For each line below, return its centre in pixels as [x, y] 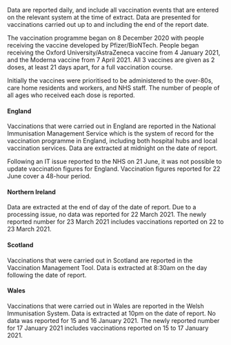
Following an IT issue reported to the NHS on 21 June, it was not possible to [114, 162]
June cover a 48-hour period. [49, 176]
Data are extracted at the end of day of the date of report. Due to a [102, 207]
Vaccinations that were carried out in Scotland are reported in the [100, 260]
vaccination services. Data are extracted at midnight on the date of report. [112, 148]
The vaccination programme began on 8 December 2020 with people [106, 38]
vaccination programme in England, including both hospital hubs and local [112, 141]
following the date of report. [47, 275]
